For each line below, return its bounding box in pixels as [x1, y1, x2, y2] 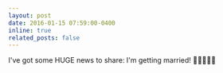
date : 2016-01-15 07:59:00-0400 [8, 19, 115, 27]
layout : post [8, 11, 52, 20]
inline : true [8, 26, 52, 34]
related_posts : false [8, 33, 80, 42]
